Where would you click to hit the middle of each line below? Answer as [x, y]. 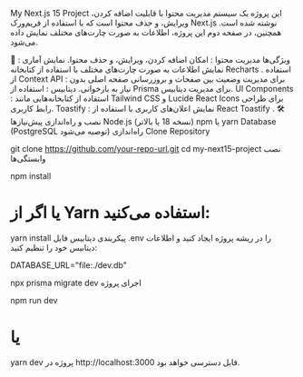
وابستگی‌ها [28, 159]
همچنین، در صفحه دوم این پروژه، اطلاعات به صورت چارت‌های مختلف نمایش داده [146, 32]
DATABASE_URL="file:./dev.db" [69, 265]
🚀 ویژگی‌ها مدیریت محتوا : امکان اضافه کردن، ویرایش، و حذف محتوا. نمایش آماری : [151, 60]
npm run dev [34, 300]
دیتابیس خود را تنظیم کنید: [54, 247]
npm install [31, 176]
